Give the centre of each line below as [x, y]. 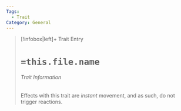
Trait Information [41, 78]
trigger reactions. [41, 102]
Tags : [13, 11]
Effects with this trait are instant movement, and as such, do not [98, 95]
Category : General [29, 22]
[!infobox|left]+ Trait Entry [52, 39]
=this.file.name [60, 62]
